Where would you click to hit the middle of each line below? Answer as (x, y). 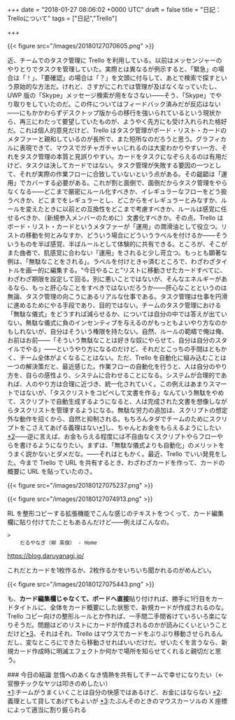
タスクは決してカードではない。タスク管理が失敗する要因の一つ (117, 165)
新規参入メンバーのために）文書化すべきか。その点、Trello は (135, 218)
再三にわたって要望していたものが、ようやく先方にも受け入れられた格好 (123, 121)
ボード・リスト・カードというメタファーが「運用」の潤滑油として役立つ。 (114, 226)
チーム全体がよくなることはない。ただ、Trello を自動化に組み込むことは (123, 358)
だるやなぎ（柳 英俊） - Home (58, 543)
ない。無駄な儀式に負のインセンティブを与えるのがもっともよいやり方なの (114, 323)
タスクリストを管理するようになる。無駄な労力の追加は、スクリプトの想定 (120, 410)
